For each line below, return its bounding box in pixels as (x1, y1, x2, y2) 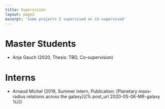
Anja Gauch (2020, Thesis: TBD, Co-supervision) (12, 54, 113, 60)
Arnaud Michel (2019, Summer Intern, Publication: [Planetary (12, 88, 137, 95)
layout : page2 (5, 12, 35, 17)
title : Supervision (5, 7, 46, 12)
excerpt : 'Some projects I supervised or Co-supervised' (5, 16, 126, 21)
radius (12, 94, 26, 100)
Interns (5, 72, 36, 83)
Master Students (5, 38, 76, 49)
